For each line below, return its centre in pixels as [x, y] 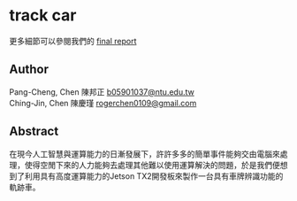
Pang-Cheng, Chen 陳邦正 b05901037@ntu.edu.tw [102, 92]
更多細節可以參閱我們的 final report [73, 41]
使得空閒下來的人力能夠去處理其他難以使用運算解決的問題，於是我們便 [152, 165]
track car [43, 15]
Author [29, 70]
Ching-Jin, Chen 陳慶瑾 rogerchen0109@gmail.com [103, 103]
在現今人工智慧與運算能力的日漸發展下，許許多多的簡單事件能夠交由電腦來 [145, 154]
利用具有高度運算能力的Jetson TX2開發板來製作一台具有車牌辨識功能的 [154, 176]
